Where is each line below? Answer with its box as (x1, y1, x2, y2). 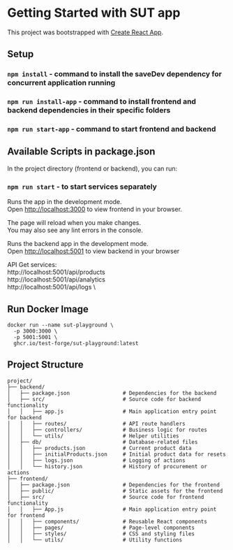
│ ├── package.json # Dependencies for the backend (7, 389, 217, 396)
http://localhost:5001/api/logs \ (7, 283, 96, 291)
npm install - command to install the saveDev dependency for (7, 69, 222, 79)
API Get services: (7, 261, 57, 269)
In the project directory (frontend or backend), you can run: (7, 164, 178, 173)
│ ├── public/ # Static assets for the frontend (7, 487, 223, 494)
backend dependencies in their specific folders (7, 106, 171, 115)
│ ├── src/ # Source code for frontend (7, 493, 204, 500)
